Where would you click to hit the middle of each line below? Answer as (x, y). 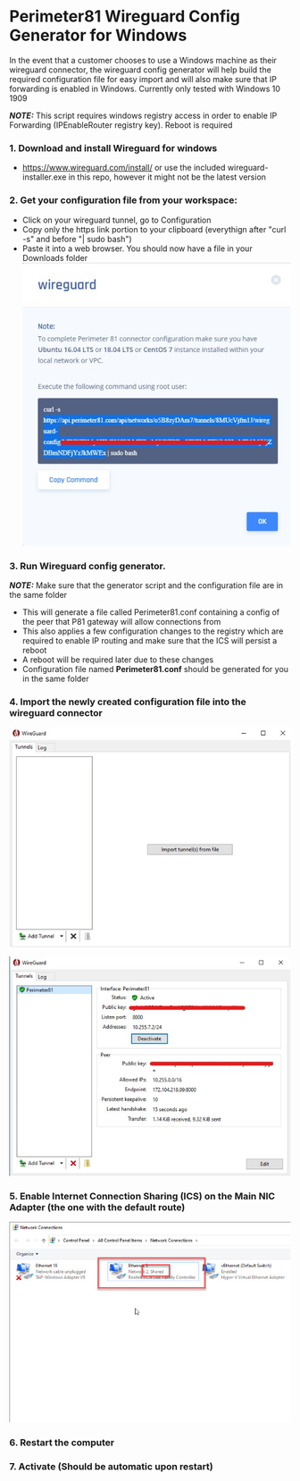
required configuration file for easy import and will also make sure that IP (143, 79)
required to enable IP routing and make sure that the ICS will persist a (150, 641)
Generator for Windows (98, 35)
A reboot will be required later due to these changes (118, 660)
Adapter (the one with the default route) (97, 1207)
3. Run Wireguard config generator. (87, 566)
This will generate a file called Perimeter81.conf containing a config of (151, 612)
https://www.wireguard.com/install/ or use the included (124, 168)
